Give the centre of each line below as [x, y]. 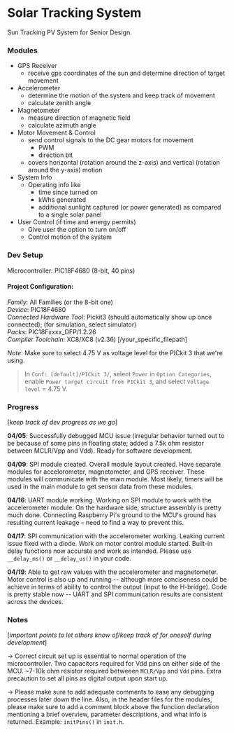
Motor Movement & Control [56, 133]
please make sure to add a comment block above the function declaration [113, 707]
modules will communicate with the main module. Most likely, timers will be [115, 479]
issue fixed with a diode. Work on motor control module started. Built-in [110, 544]
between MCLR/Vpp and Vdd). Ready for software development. [100, 451]
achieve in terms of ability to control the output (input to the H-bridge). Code [117, 587]
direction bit [56, 155]
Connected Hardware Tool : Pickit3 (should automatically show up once [110, 317]
